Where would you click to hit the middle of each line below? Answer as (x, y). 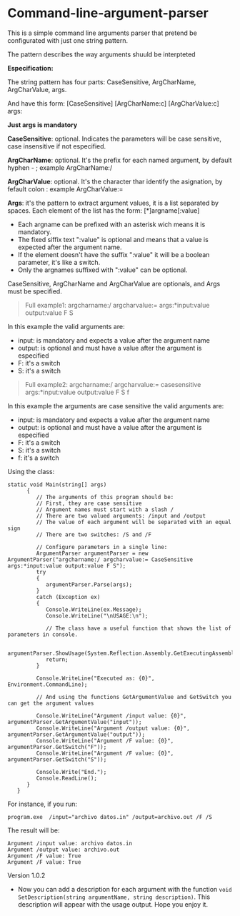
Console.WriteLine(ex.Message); (94, 609)
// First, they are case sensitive (89, 503)
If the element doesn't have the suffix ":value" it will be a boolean (114, 254)
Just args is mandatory (42, 125)
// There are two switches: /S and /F (94, 534)
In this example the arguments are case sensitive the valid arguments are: (116, 406)
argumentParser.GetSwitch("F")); (57, 747)
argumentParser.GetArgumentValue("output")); (76, 734)
